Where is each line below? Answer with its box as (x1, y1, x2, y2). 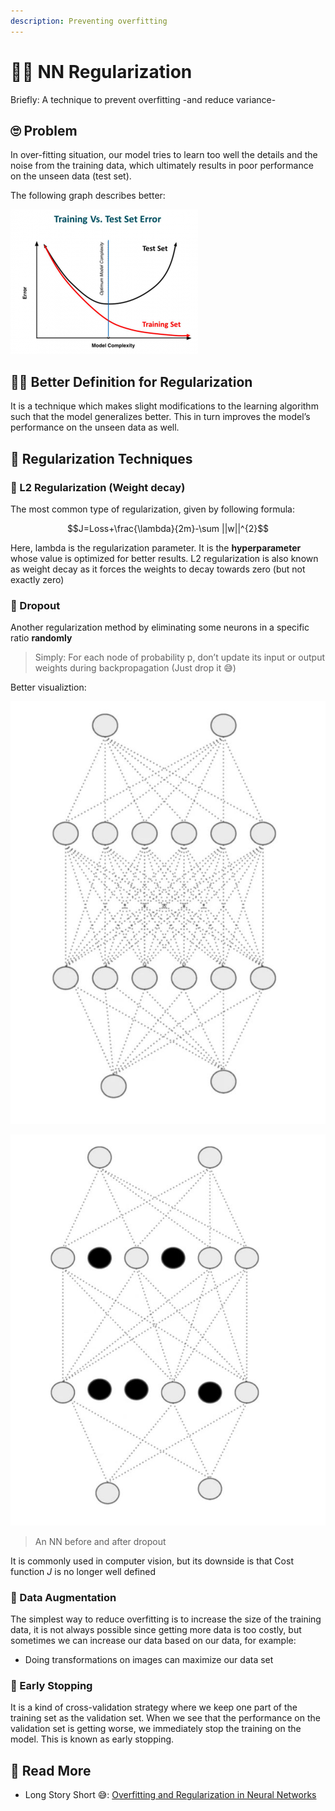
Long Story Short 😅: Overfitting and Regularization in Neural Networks (24, 1789, 317, 1801)
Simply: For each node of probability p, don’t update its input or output (34, 651, 325, 664)
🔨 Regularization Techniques (10, 450, 193, 467)
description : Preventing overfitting (10, 16, 168, 26)
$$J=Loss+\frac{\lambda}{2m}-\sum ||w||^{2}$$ (66, 522, 270, 534)
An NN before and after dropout (34, 1535, 167, 1547)
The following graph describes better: (10, 190, 166, 202)
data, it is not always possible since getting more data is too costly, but (10, 1624, 302, 1636)
